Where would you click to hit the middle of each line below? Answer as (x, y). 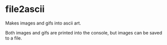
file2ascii (25, 9)
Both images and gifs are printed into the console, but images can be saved (84, 32)
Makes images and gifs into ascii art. (43, 23)
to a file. (14, 38)
